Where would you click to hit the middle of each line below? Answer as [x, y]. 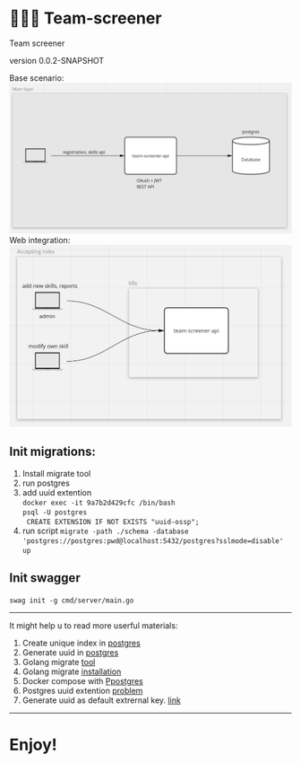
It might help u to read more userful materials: [94, 625]
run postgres [46, 483]
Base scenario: [37, 78]
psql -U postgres [55, 512]
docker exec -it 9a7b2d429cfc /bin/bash [99, 503]
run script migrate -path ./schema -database [105, 531]
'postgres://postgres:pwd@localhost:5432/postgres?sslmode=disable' [153, 541]
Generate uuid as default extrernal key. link [101, 700]
